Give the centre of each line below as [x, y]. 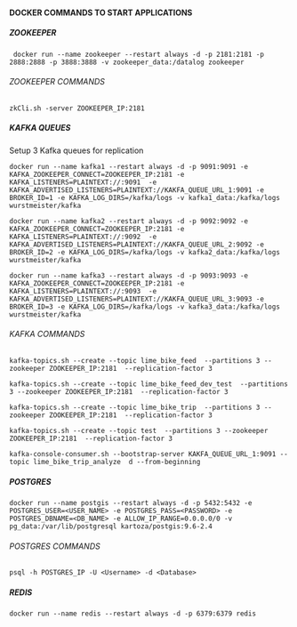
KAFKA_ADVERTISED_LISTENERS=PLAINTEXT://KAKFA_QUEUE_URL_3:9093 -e [137, 299]
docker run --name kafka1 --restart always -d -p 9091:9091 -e [129, 166]
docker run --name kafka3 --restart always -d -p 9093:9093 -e [129, 276]
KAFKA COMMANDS [47, 334]
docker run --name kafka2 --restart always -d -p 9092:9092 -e [129, 221]
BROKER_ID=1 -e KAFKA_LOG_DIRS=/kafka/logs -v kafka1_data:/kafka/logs [144, 197]
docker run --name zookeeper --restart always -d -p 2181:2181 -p [139, 54]
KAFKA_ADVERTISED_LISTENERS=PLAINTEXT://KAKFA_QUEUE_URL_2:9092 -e [137, 245]
